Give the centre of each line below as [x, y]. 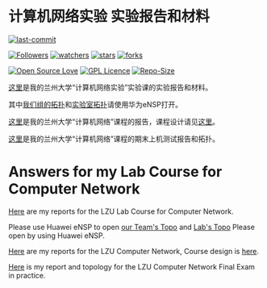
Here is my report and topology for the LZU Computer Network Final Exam [132, 266]
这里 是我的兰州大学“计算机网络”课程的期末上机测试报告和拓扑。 [114, 139]
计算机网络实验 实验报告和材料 [109, 17]
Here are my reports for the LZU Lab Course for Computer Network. [121, 211]
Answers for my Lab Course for [115, 172]
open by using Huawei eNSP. [56, 236]
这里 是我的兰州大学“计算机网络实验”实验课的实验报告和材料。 [111, 87]
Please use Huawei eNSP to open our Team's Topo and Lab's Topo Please [132, 227]
